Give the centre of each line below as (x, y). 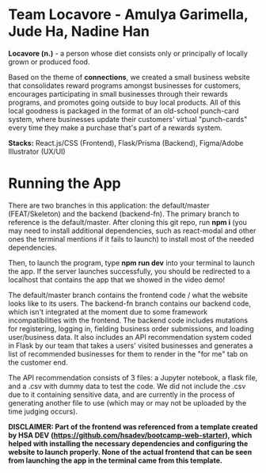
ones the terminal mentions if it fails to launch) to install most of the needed (131, 238)
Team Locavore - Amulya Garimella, (128, 15)
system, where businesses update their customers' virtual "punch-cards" (128, 119)
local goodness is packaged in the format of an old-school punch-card (123, 111)
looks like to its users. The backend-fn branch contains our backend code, (130, 303)
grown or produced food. (49, 62)
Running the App (65, 183)
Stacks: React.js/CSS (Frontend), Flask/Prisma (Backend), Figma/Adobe (126, 143)
